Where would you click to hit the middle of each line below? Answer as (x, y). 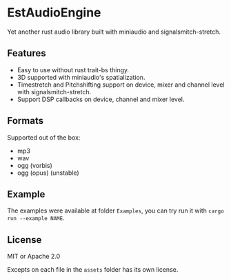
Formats (25, 121)
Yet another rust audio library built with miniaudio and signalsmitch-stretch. (114, 32)
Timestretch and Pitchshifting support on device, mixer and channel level (121, 85)
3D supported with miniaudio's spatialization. (81, 77)
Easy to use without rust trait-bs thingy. (73, 69)
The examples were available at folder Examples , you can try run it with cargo (115, 211)
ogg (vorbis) (35, 165)
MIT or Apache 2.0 (34, 257)
